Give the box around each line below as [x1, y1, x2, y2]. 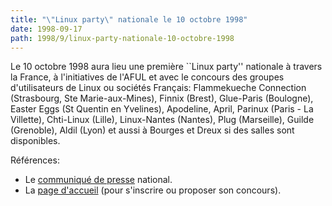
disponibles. [10, 135, 61, 147]
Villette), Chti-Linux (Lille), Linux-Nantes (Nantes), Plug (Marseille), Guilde [10, 114, 315, 126]
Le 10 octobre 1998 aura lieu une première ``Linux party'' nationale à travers [10, 61, 323, 73]
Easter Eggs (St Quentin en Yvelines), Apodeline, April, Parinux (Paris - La [10, 103, 314, 115]
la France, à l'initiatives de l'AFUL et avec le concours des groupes [10, 71, 285, 83]
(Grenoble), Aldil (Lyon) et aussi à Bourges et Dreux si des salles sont [10, 124, 295, 136]
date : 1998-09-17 [10, 24, 83, 34]
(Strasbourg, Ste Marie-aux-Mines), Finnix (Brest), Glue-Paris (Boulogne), [10, 92, 314, 105]
